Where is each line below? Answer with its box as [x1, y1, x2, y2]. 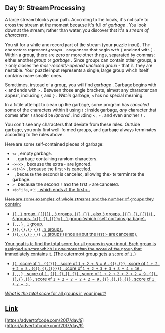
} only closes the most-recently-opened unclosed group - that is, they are [5, 62, 153, 68]
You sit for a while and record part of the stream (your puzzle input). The [5, 41, 150, 48]
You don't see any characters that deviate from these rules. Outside [5, 121, 140, 127]
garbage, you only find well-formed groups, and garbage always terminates [5, 126, 157, 133]
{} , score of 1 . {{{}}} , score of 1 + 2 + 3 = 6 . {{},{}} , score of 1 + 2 [12, 260, 158, 266]
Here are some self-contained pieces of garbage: [5, 141, 104, 147]
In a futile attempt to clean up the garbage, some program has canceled [5, 101, 149, 107]
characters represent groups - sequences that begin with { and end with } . [5, 47, 156, 52]
